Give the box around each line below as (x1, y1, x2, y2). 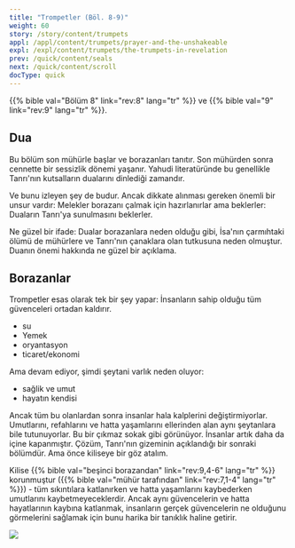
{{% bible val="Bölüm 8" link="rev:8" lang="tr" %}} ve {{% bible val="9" (9, 95, 274, 106)
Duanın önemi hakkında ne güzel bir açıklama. (9, 245, 177, 256)
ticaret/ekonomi (21, 349, 80, 360)
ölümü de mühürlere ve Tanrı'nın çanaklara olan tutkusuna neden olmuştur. (9, 235, 283, 246)
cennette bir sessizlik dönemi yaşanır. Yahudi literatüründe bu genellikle (9, 163, 271, 174)
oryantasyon (21, 339, 68, 351)
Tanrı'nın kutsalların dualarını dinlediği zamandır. (9, 172, 185, 183)
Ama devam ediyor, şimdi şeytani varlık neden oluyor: (9, 366, 205, 377)
